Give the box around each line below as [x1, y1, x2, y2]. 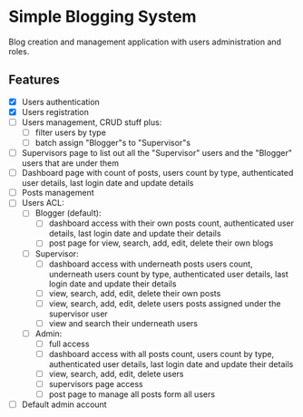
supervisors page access [48, 379, 143, 390]
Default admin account [21, 399, 107, 410]
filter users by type [34, 127, 106, 138]
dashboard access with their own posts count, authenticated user [48, 218, 295, 228]
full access [48, 338, 90, 349]
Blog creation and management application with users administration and [8, 36, 282, 47]
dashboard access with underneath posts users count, [48, 258, 253, 269]
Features [8, 73, 60, 88]
